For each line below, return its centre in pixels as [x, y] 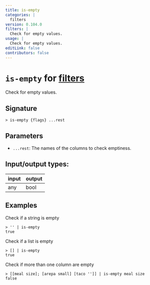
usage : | [15, 39]
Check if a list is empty [29, 241]
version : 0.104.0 [24, 24]
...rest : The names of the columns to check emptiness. [72, 148]
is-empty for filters [45, 78]
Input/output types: [37, 164]
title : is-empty [22, 10]
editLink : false [22, 48]
